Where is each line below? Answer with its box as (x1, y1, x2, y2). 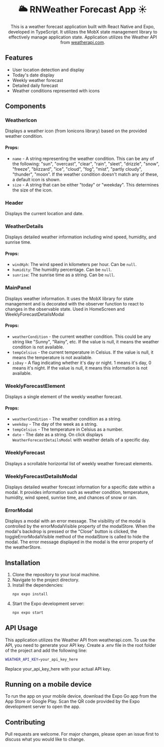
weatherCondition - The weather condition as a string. (12, 416, 122, 422)
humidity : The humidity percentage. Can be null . (12, 267, 112, 273)
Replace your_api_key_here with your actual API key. (5, 666, 111, 672)
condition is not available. (12, 344, 65, 350)
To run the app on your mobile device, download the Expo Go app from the (5, 693, 157, 699)
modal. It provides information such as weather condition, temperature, (5, 489, 149, 495)
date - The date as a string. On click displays (12, 432, 103, 438)
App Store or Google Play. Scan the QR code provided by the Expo (5, 699, 140, 705)
